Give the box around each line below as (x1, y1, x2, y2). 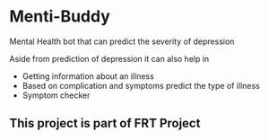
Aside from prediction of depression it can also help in (9, 53, 210, 64)
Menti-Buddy (9, 6, 110, 27)
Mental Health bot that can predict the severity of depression (9, 36, 235, 47)
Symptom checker (22, 90, 91, 101)
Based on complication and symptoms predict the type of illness (22, 80, 260, 91)
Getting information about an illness (22, 70, 154, 82)
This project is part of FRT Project (9, 116, 201, 131)
